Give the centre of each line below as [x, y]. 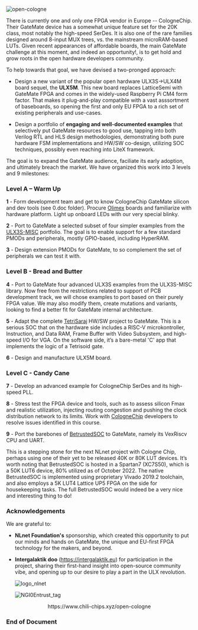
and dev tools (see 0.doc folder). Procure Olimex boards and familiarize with [99, 208]
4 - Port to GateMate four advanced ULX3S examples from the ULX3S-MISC [99, 284]
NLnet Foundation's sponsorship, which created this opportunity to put [102, 535]
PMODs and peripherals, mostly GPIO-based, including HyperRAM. [88, 238]
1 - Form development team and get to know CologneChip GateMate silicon [98, 202]
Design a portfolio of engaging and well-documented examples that [99, 124]
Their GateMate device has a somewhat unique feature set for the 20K [92, 27]
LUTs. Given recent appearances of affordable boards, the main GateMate [96, 46]
